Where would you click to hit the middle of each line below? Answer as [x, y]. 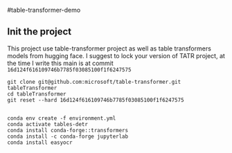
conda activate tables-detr [48, 124]
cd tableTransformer [37, 94]
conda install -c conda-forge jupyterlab [68, 136]
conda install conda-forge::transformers [68, 130]
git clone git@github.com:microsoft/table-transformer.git [94, 82]
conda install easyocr [40, 142]
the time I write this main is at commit [61, 63]
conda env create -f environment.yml [62, 118]
